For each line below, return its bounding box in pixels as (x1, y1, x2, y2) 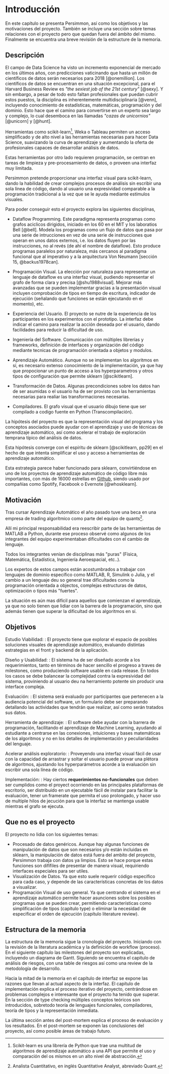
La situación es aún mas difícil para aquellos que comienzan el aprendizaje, (5, 597, 162, 603)
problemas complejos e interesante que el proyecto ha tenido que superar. (5, 991, 159, 998)
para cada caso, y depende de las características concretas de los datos (12, 879, 163, 885)
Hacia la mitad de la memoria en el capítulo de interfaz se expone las (5, 976, 148, 982)
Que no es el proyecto (5, 818, 75, 827)
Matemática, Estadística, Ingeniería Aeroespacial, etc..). (5, 556, 121, 562)
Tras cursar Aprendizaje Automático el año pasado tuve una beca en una (5, 509, 156, 516)
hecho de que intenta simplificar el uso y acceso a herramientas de (5, 450, 145, 456)
